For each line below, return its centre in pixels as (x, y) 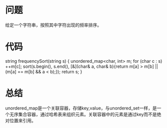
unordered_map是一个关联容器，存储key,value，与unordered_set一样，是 (81, 108)
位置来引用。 (22, 121)
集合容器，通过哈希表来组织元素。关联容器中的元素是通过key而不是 (88, 114)
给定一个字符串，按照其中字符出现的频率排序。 (53, 25)
